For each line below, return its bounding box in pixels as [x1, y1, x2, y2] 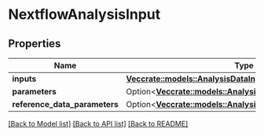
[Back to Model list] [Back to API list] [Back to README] [8, 119, 189, 128]
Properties [8, 37, 61, 50]
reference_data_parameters [12, 99, 119, 109]
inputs [12, 73, 37, 84]
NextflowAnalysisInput [8, 6, 161, 24]
